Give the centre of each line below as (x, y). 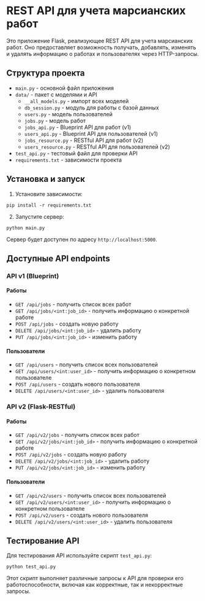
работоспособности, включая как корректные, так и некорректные (95, 585)
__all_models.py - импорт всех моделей (76, 101)
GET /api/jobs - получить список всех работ (73, 304)
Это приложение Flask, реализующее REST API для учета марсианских (100, 41)
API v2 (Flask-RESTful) (41, 407)
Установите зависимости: (49, 194)
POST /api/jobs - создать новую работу (67, 324)
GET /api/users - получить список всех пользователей (86, 365)
